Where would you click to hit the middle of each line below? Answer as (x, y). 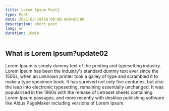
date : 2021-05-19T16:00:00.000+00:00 (45, 19)
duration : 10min (22, 33)
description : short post (31, 24)
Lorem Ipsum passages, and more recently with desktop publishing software (85, 97)
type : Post (17, 15)
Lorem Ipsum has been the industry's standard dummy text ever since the (82, 71)
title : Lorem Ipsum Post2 (32, 10)
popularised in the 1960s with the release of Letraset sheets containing (79, 92)
